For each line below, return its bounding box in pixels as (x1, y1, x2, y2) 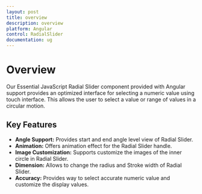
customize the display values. (14, 181, 89, 188)
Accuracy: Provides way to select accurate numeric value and (14, 174, 171, 181)
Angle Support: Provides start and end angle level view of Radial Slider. (14, 135, 194, 143)
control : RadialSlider (6, 31, 63, 37)
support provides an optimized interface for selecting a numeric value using (6, 89, 195, 97)
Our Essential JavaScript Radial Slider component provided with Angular (6, 83, 186, 90)
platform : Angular (6, 25, 52, 32)
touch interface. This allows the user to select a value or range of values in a (6, 95, 196, 103)
